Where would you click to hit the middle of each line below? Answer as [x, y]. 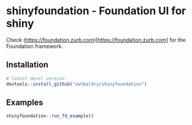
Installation [27, 65]
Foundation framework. [35, 46]
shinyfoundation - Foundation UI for [96, 11]
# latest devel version [36, 78]
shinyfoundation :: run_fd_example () [50, 116]
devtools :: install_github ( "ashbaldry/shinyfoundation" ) [76, 84]
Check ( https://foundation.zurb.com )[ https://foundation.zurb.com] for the [96, 40]
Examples [25, 102]
